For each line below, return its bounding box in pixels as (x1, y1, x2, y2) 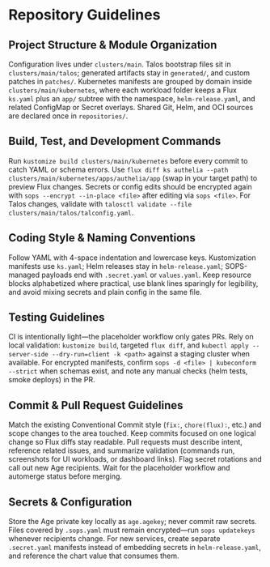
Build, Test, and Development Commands (8, 134, 221, 148)
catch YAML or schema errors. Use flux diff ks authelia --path (8, 164, 229, 174)
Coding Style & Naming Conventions (8, 231, 196, 245)
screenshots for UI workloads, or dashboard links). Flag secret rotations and (8, 454, 263, 464)
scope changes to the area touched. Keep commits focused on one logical (8, 428, 256, 438)
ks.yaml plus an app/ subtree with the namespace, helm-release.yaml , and (8, 94, 256, 103)
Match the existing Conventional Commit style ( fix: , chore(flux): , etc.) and (8, 420, 262, 430)
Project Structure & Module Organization (8, 38, 217, 52)
